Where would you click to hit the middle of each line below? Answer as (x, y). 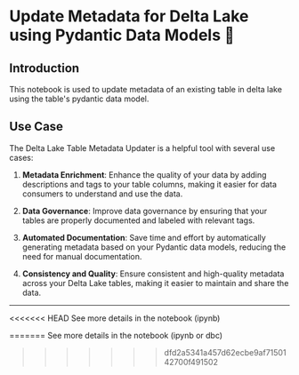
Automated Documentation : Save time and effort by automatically (144, 237)
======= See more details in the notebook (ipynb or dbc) (116, 335)
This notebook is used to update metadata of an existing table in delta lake (146, 89)
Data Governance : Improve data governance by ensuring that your (145, 211)
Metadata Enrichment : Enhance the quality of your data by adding (144, 174)
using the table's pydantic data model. (79, 99)
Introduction (44, 68)
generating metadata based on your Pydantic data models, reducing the (154, 247)
